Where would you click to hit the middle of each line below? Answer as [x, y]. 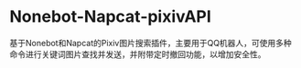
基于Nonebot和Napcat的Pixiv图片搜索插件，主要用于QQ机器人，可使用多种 [151, 43]
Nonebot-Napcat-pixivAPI [111, 17]
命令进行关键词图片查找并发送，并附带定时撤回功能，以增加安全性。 [138, 54]
